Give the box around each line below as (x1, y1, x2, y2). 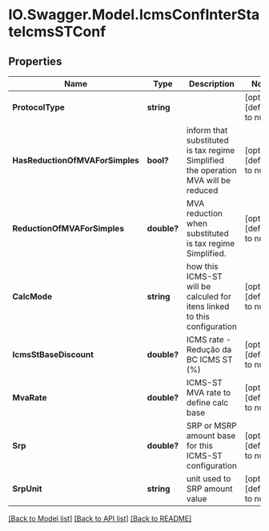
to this (187, 311, 211, 322)
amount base (187, 430, 236, 441)
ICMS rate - (187, 334, 232, 345)
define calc (187, 397, 229, 408)
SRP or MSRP (187, 420, 238, 431)
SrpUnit (12, 483, 42, 494)
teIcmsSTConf (8, 22, 106, 41)
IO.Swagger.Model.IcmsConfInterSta (8, 6, 260, 24)
